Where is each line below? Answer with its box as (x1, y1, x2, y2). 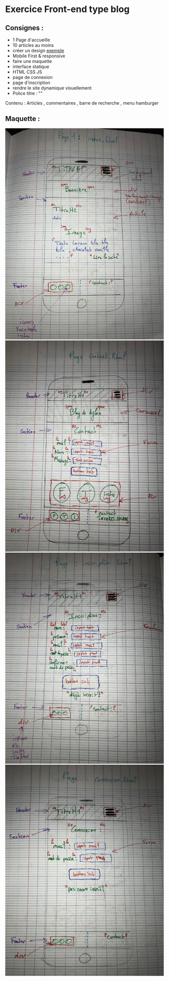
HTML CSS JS (12, 69, 42, 75)
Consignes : (5, 24, 44, 32)
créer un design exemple (12, 48, 64, 53)
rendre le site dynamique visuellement (12, 85, 92, 91)
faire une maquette (12, 58, 52, 64)
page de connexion (12, 74, 53, 80)
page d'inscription (12, 79, 50, 85)
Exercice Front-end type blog (5, 4, 130, 15)
